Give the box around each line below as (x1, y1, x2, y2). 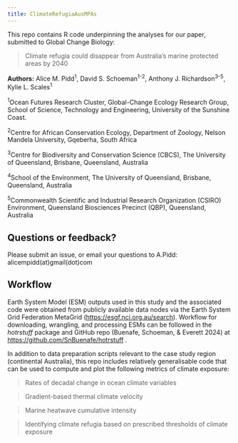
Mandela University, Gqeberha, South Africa (7, 136, 138, 144)
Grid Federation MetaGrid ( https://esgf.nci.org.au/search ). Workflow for (7, 312, 217, 321)
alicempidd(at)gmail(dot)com (7, 258, 93, 267)
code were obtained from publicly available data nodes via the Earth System (7, 305, 231, 314)
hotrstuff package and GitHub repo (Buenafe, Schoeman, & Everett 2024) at (7, 327, 230, 336)
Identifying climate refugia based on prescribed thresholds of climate (24, 419, 228, 428)
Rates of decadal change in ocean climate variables (24, 378, 177, 387)
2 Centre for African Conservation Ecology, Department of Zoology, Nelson (7, 126, 226, 136)
